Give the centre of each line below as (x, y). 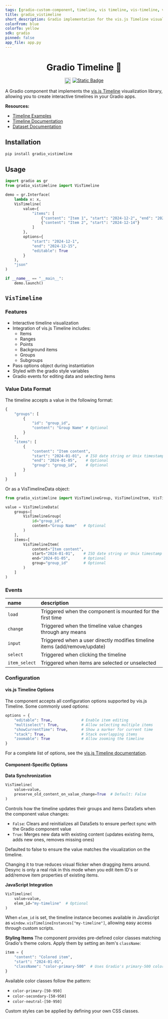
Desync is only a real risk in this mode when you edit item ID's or (72, 869)
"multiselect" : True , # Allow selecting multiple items (84, 725)
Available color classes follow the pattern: (48, 981)
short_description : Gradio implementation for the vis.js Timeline (77, 19)
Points (26, 344)
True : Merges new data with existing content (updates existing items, (83, 834)
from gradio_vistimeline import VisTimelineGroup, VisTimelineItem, (78, 498)
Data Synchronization (28, 776)
